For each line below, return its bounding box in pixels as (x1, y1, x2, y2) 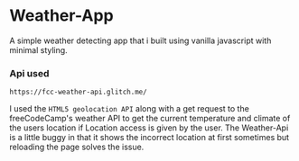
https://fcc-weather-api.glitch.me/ (9, 87, 147, 97)
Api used (9, 67, 50, 79)
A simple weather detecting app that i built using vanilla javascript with (9, 35, 272, 46)
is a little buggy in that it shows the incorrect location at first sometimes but (9, 132, 290, 143)
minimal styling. (9, 44, 68, 55)
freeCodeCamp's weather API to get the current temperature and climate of (9, 113, 291, 124)
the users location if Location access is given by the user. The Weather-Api (9, 122, 289, 133)
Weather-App (9, 5, 115, 26)
